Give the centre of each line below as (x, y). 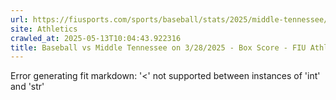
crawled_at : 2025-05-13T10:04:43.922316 (96, 38)
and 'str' (27, 87)
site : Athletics (44, 29)
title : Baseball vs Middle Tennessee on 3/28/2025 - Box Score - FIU (158, 47)
